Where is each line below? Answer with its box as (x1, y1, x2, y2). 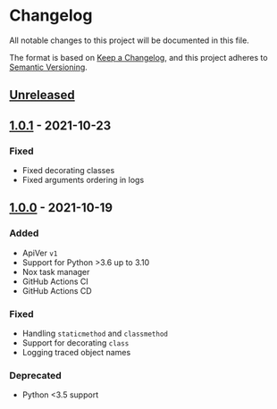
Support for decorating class (21, 338, 130, 348)
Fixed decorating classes (21, 165, 115, 176)
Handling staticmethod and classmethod (21, 328, 168, 338)
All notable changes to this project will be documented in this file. (9, 35, 250, 46)
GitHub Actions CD (21, 285, 92, 296)
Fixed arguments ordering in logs (21, 175, 145, 186)
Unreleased (9, 88, 76, 103)
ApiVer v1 (21, 247, 58, 258)
